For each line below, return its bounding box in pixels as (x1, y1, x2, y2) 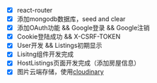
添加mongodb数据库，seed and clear (16, 15, 126, 23)
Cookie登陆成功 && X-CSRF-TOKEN (16, 32, 121, 41)
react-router (16, 6, 53, 14)
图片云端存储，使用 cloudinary (16, 68, 104, 76)
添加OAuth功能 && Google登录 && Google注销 (16, 24, 150, 32)
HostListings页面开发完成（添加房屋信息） (16, 59, 141, 68)
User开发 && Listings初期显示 (16, 41, 103, 50)
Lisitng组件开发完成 (16, 50, 74, 58)
